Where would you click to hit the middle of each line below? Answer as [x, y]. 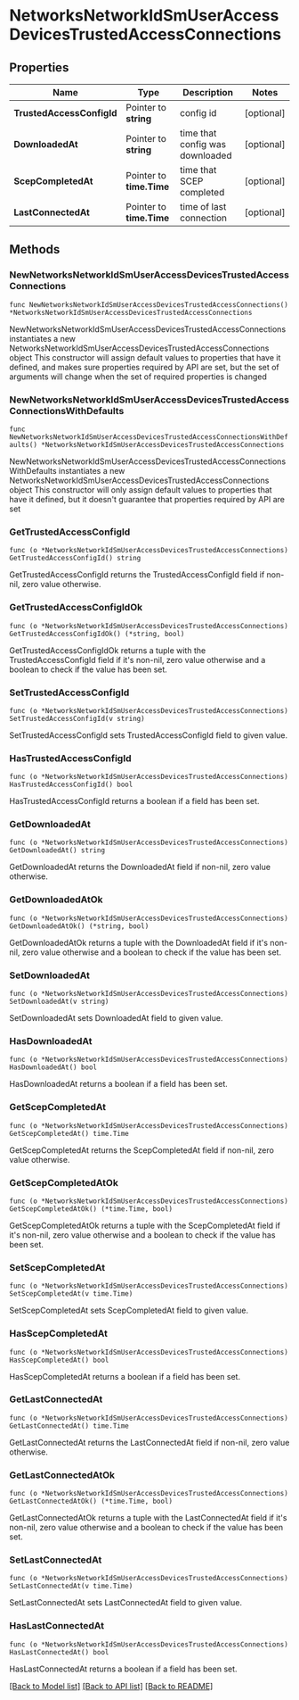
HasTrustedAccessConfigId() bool [71, 785]
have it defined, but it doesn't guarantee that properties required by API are [147, 499]
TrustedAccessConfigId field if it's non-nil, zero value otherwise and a [137, 659]
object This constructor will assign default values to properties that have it [145, 357]
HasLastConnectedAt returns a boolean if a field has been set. [123, 1669]
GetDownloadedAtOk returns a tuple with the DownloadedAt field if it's [139, 942]
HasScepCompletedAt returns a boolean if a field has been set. [125, 1376]
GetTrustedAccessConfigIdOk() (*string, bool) [97, 634]
